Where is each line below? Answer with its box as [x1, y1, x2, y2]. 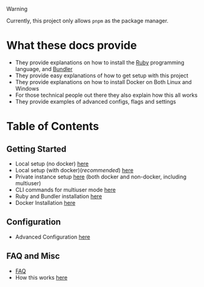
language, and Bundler [15, 65, 73, 72]
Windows [15, 85, 39, 92]
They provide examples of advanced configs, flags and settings [15, 98, 176, 105]
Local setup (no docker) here [15, 159, 89, 167]
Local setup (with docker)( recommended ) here [15, 166, 134, 174]
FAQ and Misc [6, 251, 60, 261]
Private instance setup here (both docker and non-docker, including [15, 173, 187, 180]
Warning [6, 6, 28, 12]
